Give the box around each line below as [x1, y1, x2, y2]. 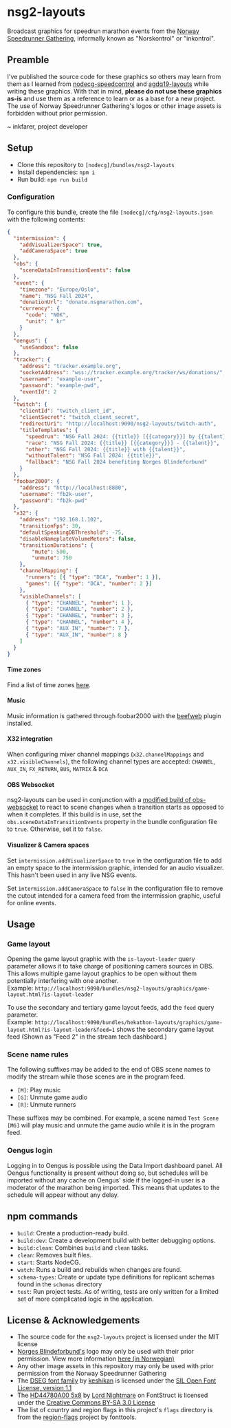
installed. [7, 719, 33, 727]
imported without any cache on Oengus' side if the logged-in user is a [7, 1176, 206, 1184]
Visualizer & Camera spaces [7, 841, 89, 849]
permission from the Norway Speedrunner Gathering [16, 1370, 167, 1378]
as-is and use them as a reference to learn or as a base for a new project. [7, 94, 217, 102]
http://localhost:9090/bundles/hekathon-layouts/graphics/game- [34, 1019, 223, 1026]
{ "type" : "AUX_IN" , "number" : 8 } [25, 631, 128, 638]
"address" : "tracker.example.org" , [19, 363, 122, 370]
